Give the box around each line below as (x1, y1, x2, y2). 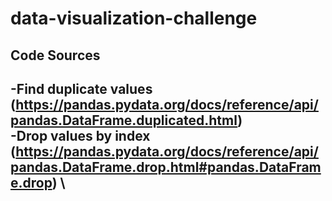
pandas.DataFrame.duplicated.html (10, 112, 238, 129)
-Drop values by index (10, 127, 151, 144)
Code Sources (10, 47, 101, 64)
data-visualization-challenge (10, 7, 258, 30)
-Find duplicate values (10, 80, 153, 97)
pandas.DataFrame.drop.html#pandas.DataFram (10, 158, 322, 176)
